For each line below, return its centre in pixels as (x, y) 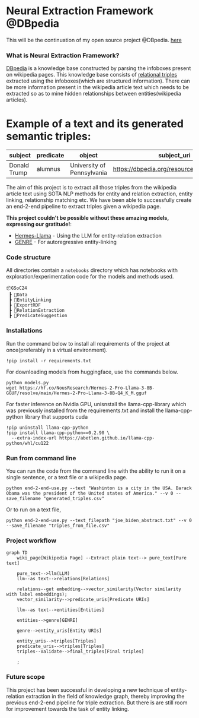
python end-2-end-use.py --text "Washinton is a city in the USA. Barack (99, 488)
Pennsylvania (89, 173)
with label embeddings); (37, 594)
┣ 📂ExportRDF (25, 305)
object (88, 156)
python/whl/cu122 (28, 443)
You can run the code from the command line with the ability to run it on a (96, 471)
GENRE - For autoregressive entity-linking (66, 242)
